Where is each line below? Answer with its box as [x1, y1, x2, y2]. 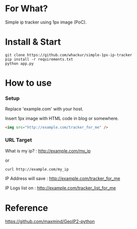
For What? [5, 3, 48, 14]
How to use [5, 77, 52, 89]
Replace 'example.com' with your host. [5, 106, 84, 112]
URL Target [5, 137, 32, 144]
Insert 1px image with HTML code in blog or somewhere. [5, 116, 119, 122]
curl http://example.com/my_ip [5, 167, 69, 172]
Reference [5, 202, 48, 213]
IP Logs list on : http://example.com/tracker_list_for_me [5, 185, 116, 191]
